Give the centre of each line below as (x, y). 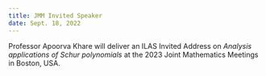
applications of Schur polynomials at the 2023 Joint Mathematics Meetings (133, 54)
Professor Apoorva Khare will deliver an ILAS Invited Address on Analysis (130, 46)
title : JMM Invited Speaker (56, 16)
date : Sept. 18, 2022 (45, 23)
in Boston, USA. (34, 63)
